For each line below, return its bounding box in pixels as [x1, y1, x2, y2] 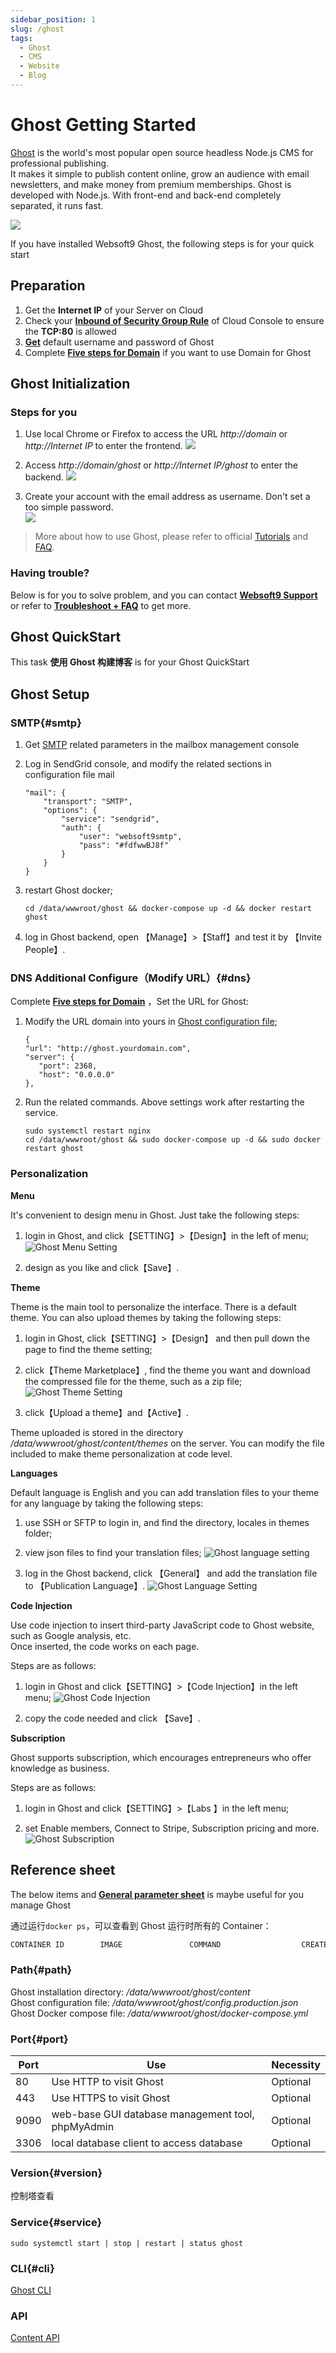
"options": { [43, 806, 98, 816]
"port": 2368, [38, 1061, 98, 1071]
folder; [24, 1527, 53, 1539]
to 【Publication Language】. [24, 1579, 146, 1591]
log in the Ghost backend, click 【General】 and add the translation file [24, 1567, 318, 1579]
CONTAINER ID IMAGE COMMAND [10, 1939, 222, 1950]
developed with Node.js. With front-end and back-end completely [10, 189, 282, 201]
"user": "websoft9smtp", [78, 832, 183, 842]
